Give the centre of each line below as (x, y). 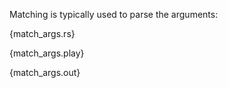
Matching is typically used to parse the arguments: (114, 14)
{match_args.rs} (42, 33)
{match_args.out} (45, 72)
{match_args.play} (47, 53)
